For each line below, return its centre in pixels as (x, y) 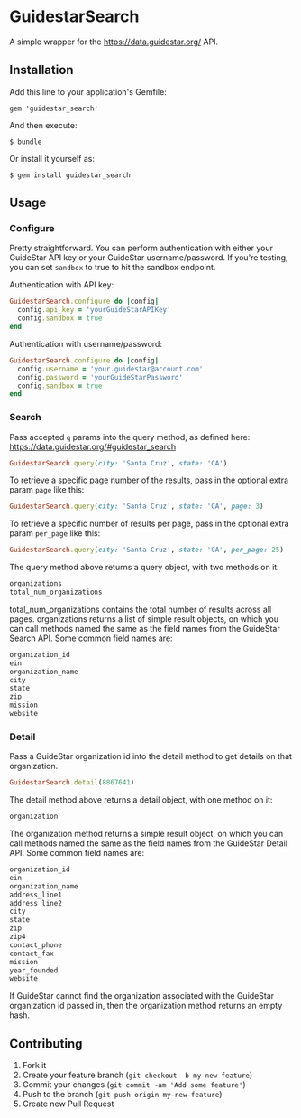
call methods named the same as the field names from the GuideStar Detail (149, 843)
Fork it (34, 1066)
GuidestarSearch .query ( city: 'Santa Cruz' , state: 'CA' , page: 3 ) (137, 507)
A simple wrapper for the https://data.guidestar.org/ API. (114, 42)
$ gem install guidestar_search (70, 175)
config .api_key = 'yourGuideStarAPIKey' (94, 310)
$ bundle (26, 142)
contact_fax (32, 954)
